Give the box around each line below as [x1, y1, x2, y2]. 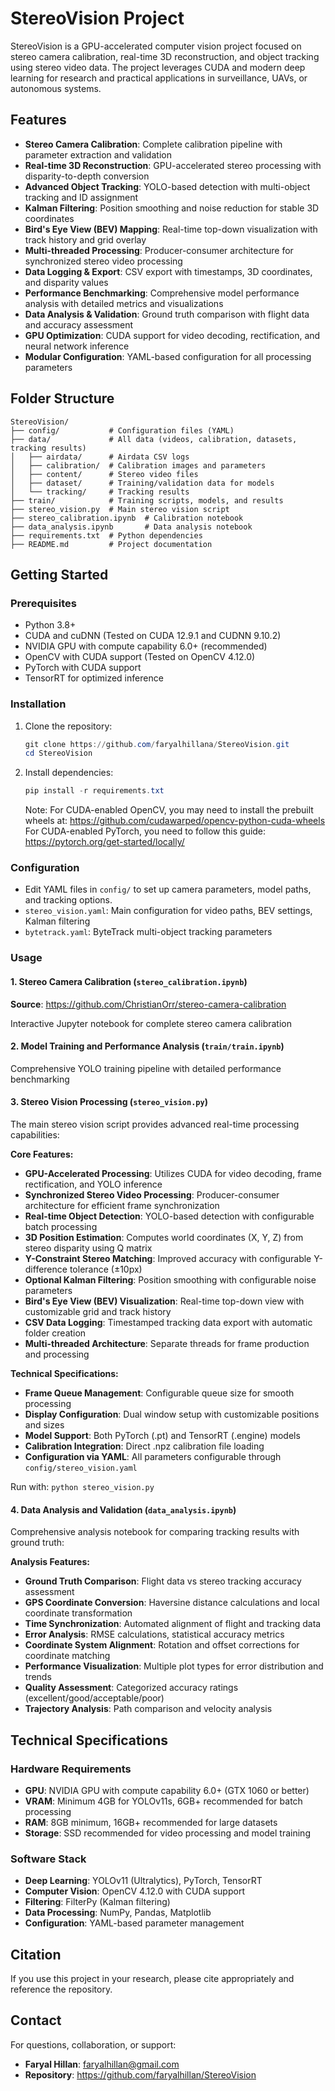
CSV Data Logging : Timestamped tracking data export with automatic [24, 1317, 313, 1328]
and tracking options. [24, 894, 113, 906]
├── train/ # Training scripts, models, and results [10, 495, 284, 506]
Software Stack [10, 1852, 87, 1866]
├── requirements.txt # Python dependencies [10, 530, 203, 541]
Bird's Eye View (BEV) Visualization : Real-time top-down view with [24, 1295, 305, 1307]
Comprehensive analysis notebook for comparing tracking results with [10, 1526, 300, 1538]
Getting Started [10, 566, 109, 583]
